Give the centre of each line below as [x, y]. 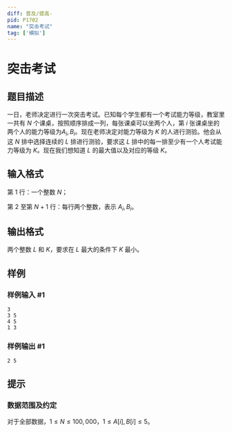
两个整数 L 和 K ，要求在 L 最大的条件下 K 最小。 [75, 250]
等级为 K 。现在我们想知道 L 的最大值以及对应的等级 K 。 [92, 150]
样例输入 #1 [26, 295]
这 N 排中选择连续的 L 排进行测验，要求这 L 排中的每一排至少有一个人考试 [112, 141]
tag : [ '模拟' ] [27, 33]
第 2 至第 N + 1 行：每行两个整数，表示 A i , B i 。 [72, 207]
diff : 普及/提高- [30, 13]
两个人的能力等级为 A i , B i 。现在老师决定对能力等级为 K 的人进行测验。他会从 [115, 133]
